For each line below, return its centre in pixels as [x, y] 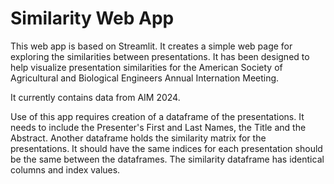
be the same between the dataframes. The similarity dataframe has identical [167, 159]
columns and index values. [65, 169]
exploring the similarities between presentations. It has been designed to [160, 56]
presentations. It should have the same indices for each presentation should [166, 148]
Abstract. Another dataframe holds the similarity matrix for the [138, 138]
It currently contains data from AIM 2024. [95, 97]
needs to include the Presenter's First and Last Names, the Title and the [158, 127]
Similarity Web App [92, 18]
